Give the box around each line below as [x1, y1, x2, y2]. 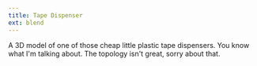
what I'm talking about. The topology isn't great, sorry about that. [8, 49, 221, 58]
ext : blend [8, 19, 44, 27]
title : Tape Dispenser [8, 11, 83, 20]
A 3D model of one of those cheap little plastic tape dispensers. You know [8, 40, 250, 49]
